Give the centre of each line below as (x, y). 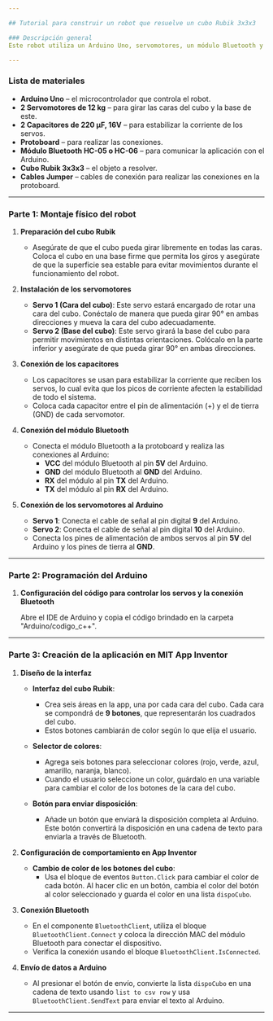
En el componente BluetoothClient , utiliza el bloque (119, 926)
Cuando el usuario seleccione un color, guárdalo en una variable (152, 779)
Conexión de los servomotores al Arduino (92, 505)
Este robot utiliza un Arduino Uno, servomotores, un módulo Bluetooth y (136, 46)
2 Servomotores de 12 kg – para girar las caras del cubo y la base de (136, 107)
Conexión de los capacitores (69, 364)
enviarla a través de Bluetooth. (95, 836)
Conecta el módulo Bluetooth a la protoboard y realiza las (128, 445)
